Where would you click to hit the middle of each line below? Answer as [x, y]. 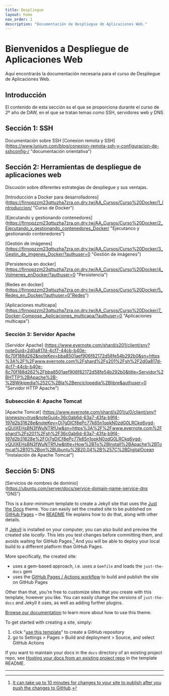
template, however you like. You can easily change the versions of [74, 597]
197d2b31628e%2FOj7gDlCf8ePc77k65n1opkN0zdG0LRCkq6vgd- [74, 439]
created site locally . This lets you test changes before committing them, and [84, 535]
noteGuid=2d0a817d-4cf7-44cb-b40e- [46, 350]
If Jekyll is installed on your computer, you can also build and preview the [81, 530]
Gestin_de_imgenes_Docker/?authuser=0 [48, 254]
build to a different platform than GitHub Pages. [54, 546]
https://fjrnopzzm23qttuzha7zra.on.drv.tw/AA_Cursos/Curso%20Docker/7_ [84, 310]
